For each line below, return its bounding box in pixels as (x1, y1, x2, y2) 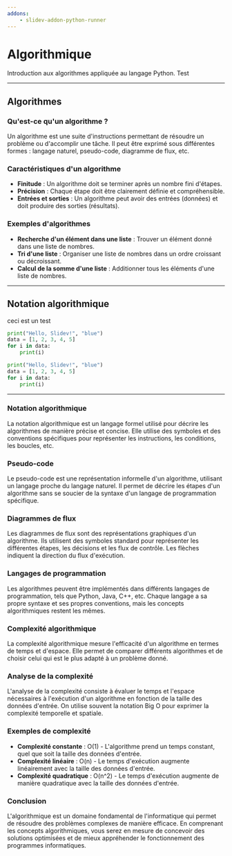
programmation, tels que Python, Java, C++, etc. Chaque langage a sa (7, 592, 208, 600)
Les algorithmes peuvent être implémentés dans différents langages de (7, 584, 210, 593)
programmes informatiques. (7, 841, 86, 849)
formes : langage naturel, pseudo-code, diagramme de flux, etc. (7, 147, 190, 156)
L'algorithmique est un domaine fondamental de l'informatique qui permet (7, 812, 217, 820)
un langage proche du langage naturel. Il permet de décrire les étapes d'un (7, 482, 221, 490)
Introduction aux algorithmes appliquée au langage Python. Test (7, 69, 190, 77)
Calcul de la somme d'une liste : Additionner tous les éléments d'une (17, 264, 215, 272)
